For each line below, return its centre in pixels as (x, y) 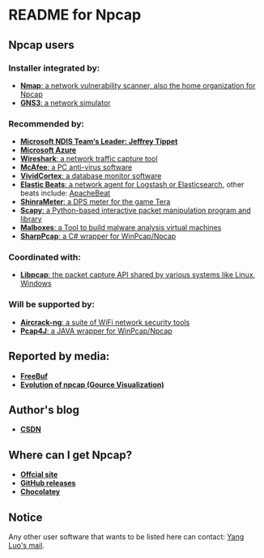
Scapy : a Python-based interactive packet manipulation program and (135, 210)
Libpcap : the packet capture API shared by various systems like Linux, (138, 275)
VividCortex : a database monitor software (91, 176)
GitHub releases (48, 483)
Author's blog (44, 410)
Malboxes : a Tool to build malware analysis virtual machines (121, 228)
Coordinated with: (45, 257)
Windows (36, 283)
